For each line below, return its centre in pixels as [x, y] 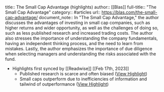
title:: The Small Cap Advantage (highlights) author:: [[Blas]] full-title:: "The [81, 7]
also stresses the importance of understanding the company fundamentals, [82, 38]
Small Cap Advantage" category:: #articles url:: [53, 12]
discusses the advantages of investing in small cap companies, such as [78, 23]
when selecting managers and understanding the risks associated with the [81, 54]
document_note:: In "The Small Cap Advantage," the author [99, 17]
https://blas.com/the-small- [130, 12]
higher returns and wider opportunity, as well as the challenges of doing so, [82, 28]
